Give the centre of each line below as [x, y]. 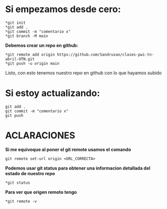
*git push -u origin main [32, 63]
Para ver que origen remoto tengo [41, 192]
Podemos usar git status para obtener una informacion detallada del [78, 168]
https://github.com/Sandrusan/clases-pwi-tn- [106, 55]
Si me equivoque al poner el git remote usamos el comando [68, 149]
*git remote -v [21, 201]
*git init [16, 23]
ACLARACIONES [40, 136]
